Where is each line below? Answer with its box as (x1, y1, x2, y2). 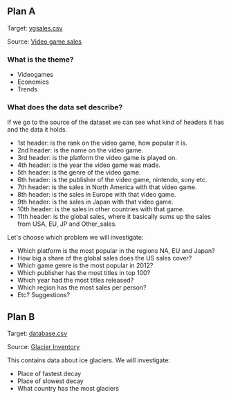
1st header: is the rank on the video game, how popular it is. (17, 139, 188, 148)
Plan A (7, 6, 36, 17)
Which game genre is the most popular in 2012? (17, 261, 154, 269)
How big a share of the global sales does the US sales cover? (17, 254, 192, 263)
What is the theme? (7, 55, 74, 64)
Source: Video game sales (7, 37, 82, 46)
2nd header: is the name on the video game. (17, 146, 144, 154)
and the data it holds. (7, 125, 68, 134)
